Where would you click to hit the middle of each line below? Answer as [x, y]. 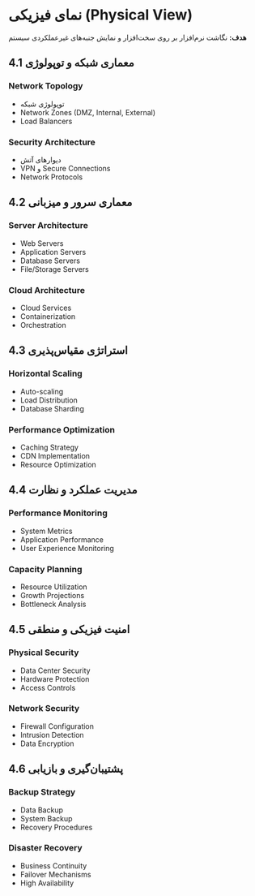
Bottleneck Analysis [53, 604]
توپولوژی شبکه [42, 104]
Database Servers [50, 261]
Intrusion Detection [52, 734]
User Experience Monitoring [67, 548]
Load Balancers [46, 121]
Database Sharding [52, 408]
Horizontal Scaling [45, 373]
